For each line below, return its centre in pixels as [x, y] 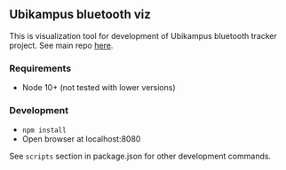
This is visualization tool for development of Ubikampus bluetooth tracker [143, 35]
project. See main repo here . [61, 45]
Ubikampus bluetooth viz [80, 15]
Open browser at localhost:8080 [81, 139]
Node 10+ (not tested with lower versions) [99, 88]
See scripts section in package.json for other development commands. [140, 156]
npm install [44, 131]
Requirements [40, 68]
